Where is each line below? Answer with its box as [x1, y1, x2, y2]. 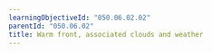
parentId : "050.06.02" [8, 22, 94, 31]
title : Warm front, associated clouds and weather [8, 30, 204, 39]
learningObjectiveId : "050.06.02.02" [8, 13, 151, 22]
